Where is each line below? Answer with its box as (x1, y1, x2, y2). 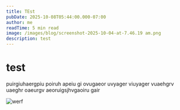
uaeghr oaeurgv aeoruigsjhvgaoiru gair (6, 86, 100, 94)
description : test (6, 36, 51, 42)
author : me (6, 19, 33, 25)
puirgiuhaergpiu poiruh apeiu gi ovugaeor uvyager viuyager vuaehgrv (6, 80, 174, 87)
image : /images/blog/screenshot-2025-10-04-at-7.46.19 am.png (6, 30, 161, 36)
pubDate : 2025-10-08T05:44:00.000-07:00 (6, 14, 107, 20)
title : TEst (6, 8, 35, 15)
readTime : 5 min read (6, 25, 59, 31)
